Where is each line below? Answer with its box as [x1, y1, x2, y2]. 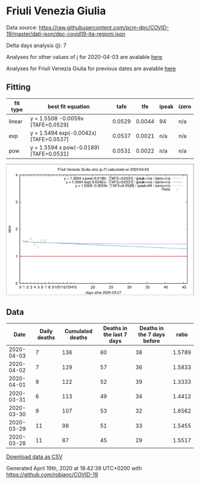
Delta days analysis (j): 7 [6, 42, 67, 49]
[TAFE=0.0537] [30, 135, 69, 142]
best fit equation [47, 103, 90, 110]
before [143, 337, 160, 344]
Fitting [6, 82, 31, 92]
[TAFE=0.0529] [30, 121, 69, 128]
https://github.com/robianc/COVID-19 [6, 471, 98, 478]
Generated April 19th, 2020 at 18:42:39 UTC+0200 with [6, 464, 142, 471]
